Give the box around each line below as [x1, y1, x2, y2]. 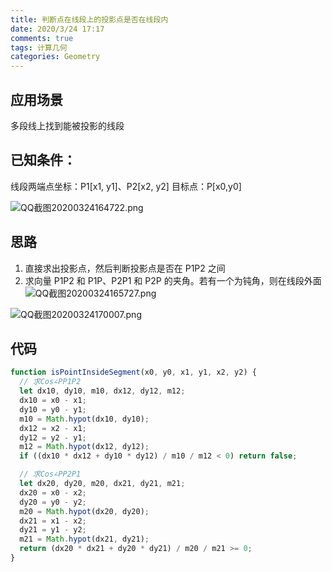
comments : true [10, 33, 74, 43]
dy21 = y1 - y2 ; [19, 525, 87, 535]
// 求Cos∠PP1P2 [19, 377, 82, 387]
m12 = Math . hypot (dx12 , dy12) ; [19, 442, 150, 452]
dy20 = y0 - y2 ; [19, 497, 87, 507]
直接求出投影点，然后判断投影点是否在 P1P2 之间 [24, 262, 226, 274]
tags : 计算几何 [10, 42, 68, 53]
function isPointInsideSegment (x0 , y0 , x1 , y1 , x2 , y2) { [10, 367, 257, 378]
